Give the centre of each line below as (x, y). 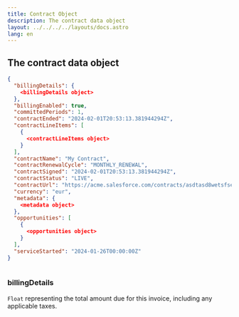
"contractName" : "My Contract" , (62, 158)
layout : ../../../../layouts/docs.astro (68, 27)
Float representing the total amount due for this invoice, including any (110, 298)
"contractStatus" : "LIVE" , (54, 179)
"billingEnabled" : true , (51, 105)
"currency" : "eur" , (43, 192)
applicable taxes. (32, 306)
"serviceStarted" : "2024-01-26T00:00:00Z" (78, 251)
